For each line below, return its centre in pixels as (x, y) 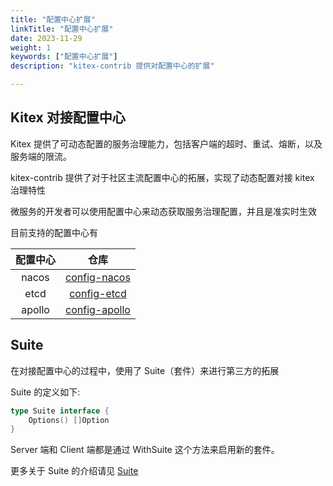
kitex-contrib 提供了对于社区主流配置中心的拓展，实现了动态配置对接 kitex (162, 177)
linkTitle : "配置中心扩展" (62, 29)
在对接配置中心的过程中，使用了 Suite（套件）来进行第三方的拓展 (145, 370)
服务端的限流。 (41, 156)
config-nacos (98, 277)
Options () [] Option (69, 420)
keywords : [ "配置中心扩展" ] (64, 57)
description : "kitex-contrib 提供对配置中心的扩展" (112, 66)
